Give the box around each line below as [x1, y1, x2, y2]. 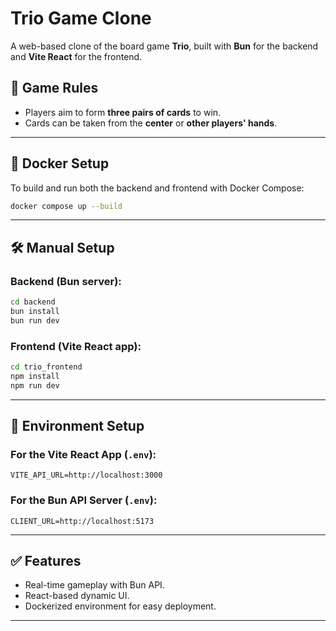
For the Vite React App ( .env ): [10, 447, 157, 461]
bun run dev [10, 315, 60, 326]
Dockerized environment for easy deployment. [24, 600, 217, 612]
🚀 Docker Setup [10, 155, 110, 172]
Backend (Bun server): [10, 274, 122, 288]
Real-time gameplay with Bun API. [24, 579, 165, 591]
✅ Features [10, 553, 82, 570]
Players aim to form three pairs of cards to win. [24, 106, 222, 118]
